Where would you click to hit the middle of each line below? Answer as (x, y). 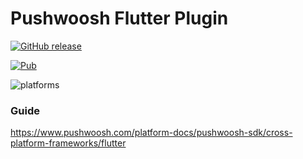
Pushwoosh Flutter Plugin (119, 18)
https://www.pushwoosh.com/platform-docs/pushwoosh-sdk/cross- (151, 133)
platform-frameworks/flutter (68, 143)
